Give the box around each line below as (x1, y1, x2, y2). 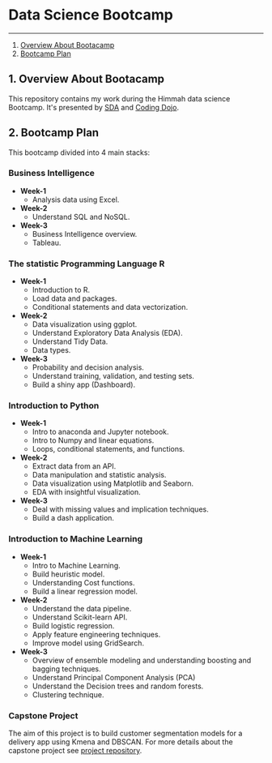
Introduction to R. (32, 285, 91, 295)
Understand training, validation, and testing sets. (32, 371, 194, 381)
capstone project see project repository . (8, 746, 142, 756)
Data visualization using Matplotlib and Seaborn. (32, 478, 194, 488)
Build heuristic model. (32, 569, 105, 579)
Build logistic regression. (32, 620, 115, 630)
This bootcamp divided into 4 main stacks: (8, 148, 151, 157)
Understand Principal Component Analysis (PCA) (32, 672, 196, 682)
